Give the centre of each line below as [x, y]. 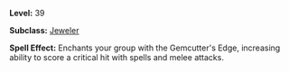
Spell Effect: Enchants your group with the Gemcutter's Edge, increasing [145, 48]
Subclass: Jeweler [44, 30]
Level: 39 [27, 13]
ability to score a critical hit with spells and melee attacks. [117, 57]
